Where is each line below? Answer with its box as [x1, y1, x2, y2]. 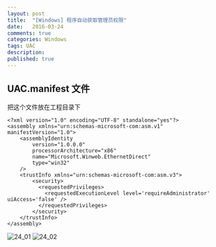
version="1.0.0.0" [32, 141, 86, 148]
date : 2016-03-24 [7, 23, 64, 30]
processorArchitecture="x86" [32, 147, 117, 154]
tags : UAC [7, 42, 36, 49]
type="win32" [32, 159, 70, 166]
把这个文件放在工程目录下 [7, 102, 81, 111]
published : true [7, 56, 54, 63]
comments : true [7, 29, 52, 37]
